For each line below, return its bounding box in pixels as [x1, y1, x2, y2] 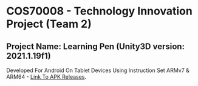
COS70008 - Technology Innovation [6, 4, 193, 18]
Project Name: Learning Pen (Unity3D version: [6, 41, 185, 51]
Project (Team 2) [6, 17, 92, 31]
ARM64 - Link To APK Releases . [6, 73, 87, 80]
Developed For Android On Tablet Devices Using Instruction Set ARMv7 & [6, 67, 190, 74]
